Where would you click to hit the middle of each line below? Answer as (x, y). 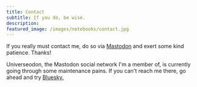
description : (23, 23)
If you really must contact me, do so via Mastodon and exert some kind (95, 46)
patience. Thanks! (29, 53)
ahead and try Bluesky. (35, 77)
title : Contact (26, 12)
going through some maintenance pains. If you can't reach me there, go (96, 71)
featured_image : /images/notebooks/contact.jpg (68, 29)
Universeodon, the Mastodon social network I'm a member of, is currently (98, 64)
